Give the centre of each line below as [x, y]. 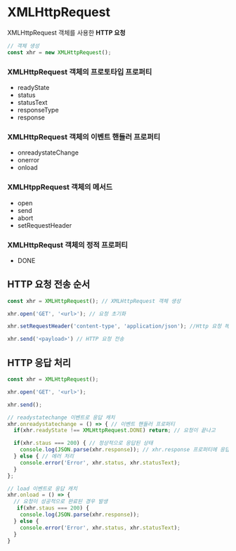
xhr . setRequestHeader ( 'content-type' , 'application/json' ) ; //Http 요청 [114, 326]
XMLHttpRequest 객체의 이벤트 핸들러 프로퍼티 [84, 136]
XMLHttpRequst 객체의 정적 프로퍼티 [68, 245]
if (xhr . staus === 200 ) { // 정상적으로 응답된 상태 [83, 443]
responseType [38, 110]
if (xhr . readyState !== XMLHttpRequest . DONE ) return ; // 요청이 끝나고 [114, 430]
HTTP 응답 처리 [39, 363]
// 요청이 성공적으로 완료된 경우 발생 [61, 502]
